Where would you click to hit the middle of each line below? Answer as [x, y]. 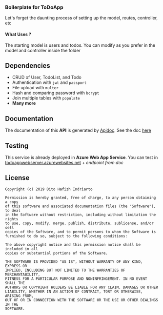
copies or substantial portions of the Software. [57, 253]
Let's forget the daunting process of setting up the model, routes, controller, [81, 18]
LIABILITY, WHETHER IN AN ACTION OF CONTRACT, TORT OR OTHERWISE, [74, 292]
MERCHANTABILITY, [23, 275]
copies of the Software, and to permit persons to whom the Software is [81, 232]
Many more [24, 103]
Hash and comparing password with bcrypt [56, 93]
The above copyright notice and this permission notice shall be [73, 245]
